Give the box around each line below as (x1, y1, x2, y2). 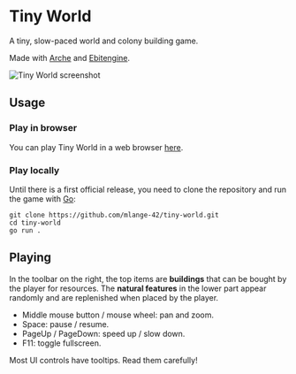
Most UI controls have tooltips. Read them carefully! (9, 355, 198, 365)
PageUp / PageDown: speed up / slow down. (21, 328, 186, 339)
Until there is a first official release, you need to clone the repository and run (9, 184, 287, 195)
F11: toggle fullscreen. (21, 338, 102, 348)
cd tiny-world (9, 218, 62, 227)
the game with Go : (9, 193, 77, 204)
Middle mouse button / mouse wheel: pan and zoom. (21, 309, 215, 320)
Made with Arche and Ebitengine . (9, 52, 131, 63)
